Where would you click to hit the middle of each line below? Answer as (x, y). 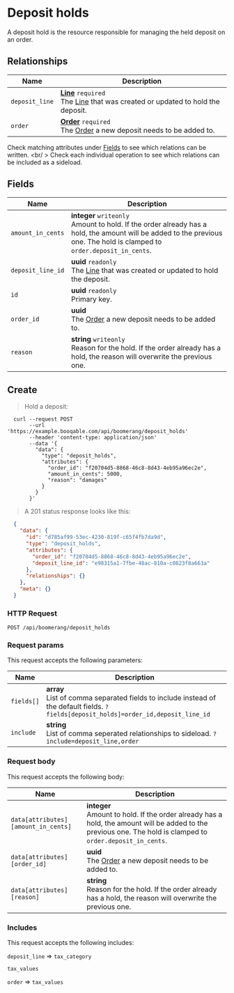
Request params (36, 646)
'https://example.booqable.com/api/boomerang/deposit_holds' (98, 432)
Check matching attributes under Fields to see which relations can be (107, 147)
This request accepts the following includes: (71, 943)
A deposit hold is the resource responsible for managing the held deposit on (116, 32)
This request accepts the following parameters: (75, 660)
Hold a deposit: (46, 407)
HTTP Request (32, 613)
